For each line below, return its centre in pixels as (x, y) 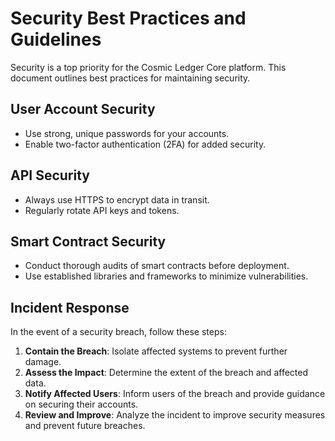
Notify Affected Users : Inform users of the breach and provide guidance (175, 394)
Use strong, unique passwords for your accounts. (127, 133)
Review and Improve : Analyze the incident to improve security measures (175, 415)
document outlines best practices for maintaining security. (130, 78)
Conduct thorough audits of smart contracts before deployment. (157, 266)
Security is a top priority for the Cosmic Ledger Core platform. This (148, 67)
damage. (43, 362)
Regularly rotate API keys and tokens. (102, 210)
